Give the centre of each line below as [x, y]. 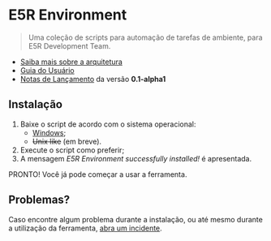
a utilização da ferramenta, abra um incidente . [85, 228]
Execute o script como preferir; [72, 150]
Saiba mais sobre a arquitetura [71, 62]
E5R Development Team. [69, 45]
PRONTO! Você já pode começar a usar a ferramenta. [98, 174]
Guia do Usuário [47, 70]
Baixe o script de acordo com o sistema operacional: [108, 124]
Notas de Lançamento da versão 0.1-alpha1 [93, 79]
